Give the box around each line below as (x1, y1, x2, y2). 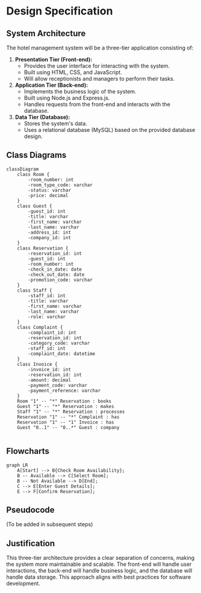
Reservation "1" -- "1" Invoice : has (17, 419, 114, 425)
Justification (6, 538, 55, 548)
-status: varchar (28, 187, 71, 193)
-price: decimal (28, 192, 69, 198)
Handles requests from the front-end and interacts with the (23, 101, 170, 108)
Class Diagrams (6, 150, 67, 160)
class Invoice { (17, 361, 58, 367)
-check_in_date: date (28, 266, 82, 272)
